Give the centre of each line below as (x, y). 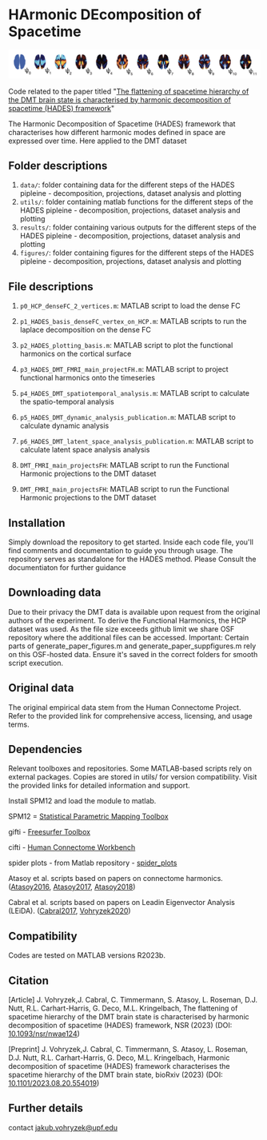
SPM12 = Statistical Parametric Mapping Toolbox (89, 816)
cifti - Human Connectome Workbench (72, 847)
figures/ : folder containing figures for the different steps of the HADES (137, 253)
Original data (41, 688)
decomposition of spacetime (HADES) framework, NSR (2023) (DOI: (120, 1026)
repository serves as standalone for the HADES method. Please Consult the (132, 559)
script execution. (36, 663)
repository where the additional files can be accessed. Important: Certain (129, 637)
